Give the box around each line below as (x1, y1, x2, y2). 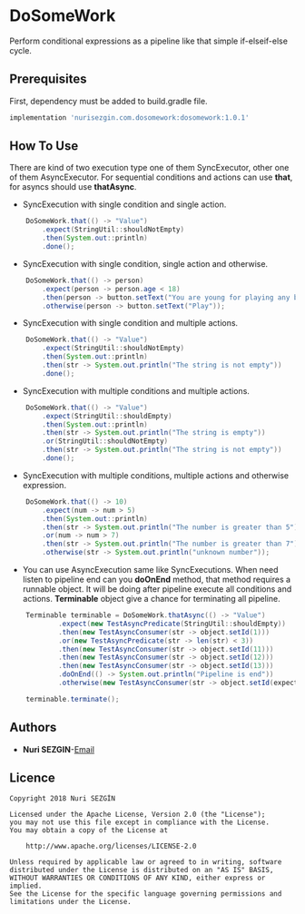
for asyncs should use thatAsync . (9, 182, 137, 192)
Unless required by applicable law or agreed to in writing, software (9, 858, 282, 867)
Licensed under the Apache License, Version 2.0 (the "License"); (9, 810, 266, 820)
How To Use (9, 138, 79, 154)
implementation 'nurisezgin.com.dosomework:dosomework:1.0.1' (9, 113, 250, 123)
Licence (9, 771, 56, 786)
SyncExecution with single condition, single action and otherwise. (22, 258, 269, 269)
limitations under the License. (9, 898, 132, 907)
